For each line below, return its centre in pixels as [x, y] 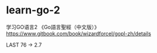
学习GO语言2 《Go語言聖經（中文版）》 [53, 27]
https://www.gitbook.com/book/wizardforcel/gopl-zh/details [79, 33]
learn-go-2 [33, 10]
